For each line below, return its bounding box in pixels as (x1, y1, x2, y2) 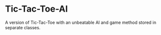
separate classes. (5, 24, 40, 30)
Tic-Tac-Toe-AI (5, 3, 68, 15)
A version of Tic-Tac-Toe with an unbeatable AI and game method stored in (5, 19, 157, 25)
